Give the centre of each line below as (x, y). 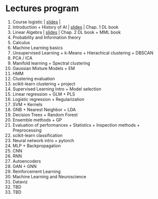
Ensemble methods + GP (37, 120)
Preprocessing (27, 130)
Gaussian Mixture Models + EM (44, 68)
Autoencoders (27, 161)
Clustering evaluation (34, 79)
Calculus (21, 42)
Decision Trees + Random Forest (45, 115)
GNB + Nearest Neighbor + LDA (44, 109)
